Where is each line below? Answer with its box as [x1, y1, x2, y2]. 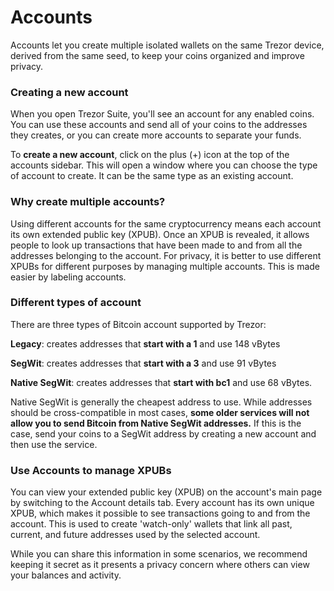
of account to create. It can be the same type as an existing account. [10, 170, 294, 182]
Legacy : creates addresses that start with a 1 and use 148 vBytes [10, 337, 281, 350]
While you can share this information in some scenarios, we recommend [10, 548, 308, 560]
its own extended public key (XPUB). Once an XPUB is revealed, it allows [10, 228, 310, 240]
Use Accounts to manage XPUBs [10, 463, 172, 477]
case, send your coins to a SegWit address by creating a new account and [10, 427, 317, 440]
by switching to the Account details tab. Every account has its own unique [10, 497, 315, 509]
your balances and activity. [10, 569, 122, 581]
